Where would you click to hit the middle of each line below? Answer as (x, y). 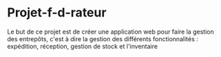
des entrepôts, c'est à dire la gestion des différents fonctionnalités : (103, 38)
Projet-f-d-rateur (57, 13)
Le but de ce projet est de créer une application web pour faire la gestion (111, 32)
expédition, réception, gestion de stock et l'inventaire (83, 46)
